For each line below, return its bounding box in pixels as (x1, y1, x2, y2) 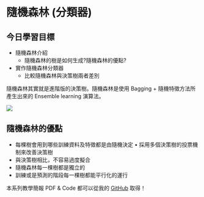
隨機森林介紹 (15, 49, 48, 56)
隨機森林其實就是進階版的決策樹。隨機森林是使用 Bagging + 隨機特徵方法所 (6, 85, 196, 92)
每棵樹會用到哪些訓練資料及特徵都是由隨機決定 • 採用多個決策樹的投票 (15, 141, 193, 148)
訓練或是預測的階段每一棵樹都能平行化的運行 (15, 171, 128, 179)
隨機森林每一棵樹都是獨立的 (15, 163, 86, 171)
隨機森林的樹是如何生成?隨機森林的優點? (24, 57, 126, 64)
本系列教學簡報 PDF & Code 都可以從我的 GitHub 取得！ (6, 184, 146, 192)
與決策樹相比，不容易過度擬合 (15, 156, 90, 163)
